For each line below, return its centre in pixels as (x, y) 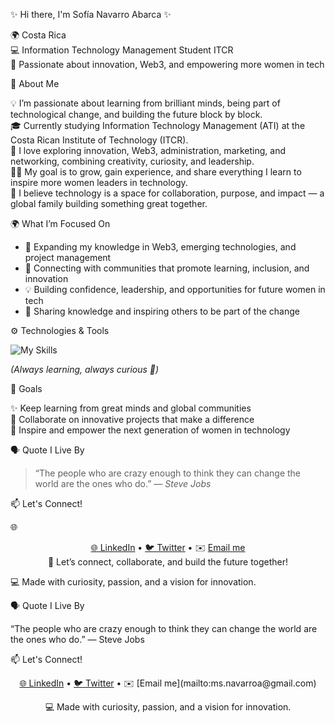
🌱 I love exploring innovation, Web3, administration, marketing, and (148, 150)
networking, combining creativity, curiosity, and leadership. (132, 161)
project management (68, 257)
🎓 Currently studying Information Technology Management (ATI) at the (158, 125)
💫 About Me (35, 83)
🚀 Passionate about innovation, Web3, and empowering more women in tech (167, 64)
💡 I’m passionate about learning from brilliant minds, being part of (145, 103)
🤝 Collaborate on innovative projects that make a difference (132, 419)
